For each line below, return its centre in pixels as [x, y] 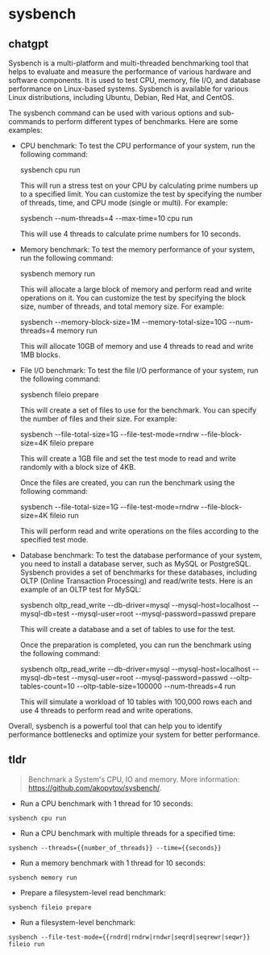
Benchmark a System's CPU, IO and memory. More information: [134, 779]
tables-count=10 [47, 686]
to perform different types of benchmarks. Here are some [143, 121]
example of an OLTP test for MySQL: [81, 590]
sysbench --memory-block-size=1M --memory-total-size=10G [123, 322]
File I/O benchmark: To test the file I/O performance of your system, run [139, 370]
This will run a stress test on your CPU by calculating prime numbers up [139, 185]
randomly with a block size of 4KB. [78, 467]
